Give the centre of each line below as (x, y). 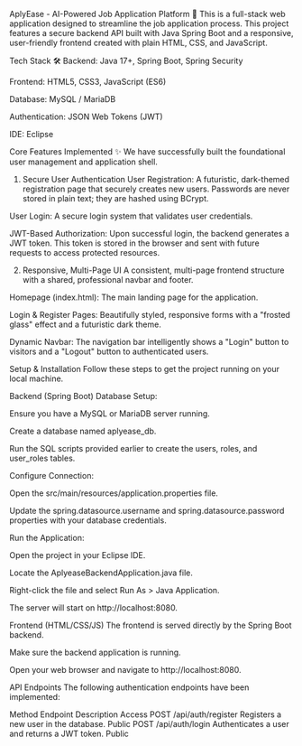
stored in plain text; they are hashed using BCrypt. (115, 198)
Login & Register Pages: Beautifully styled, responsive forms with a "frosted (150, 315)
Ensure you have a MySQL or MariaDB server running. (110, 414)
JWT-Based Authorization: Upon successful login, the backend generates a (150, 233)
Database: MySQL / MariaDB (63, 99)
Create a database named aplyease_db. (83, 431)
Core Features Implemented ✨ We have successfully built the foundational (147, 152)
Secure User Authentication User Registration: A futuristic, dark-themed (156, 179)
